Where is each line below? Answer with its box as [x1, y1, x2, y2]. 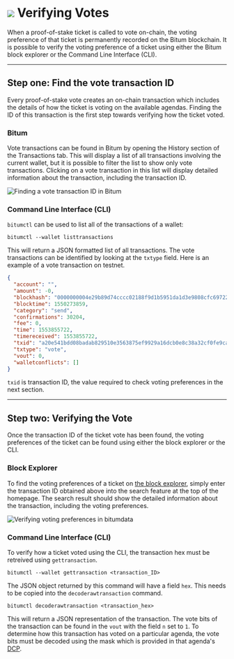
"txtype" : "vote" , [13, 346, 68, 353]
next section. [7, 386, 45, 394]
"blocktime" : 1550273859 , [13, 300, 89, 307]
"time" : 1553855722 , [13, 326, 73, 333]
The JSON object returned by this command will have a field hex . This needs [7, 581, 226, 590]
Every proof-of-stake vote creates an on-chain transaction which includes [7, 96, 220, 104]
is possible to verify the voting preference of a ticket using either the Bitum [7, 43, 221, 51]
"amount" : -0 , [13, 288, 54, 295]
